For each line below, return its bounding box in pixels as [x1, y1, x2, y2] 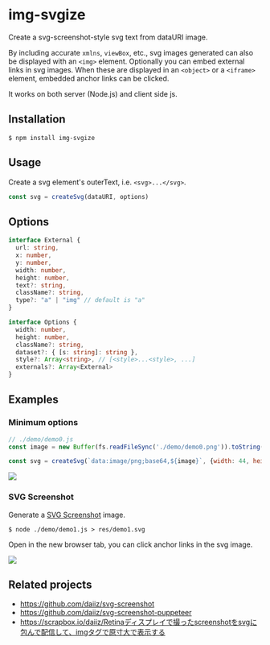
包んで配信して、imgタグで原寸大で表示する [19, 627, 166, 637]
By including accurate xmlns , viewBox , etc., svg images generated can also [8, 48, 254, 57]
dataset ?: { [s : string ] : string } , [15, 348, 138, 356]
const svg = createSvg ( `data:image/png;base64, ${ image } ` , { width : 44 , [8, 457, 250, 465]
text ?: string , [15, 281, 67, 289]
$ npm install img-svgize [8, 134, 95, 142]
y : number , [15, 258, 52, 267]
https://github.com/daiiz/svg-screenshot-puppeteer [19, 608, 192, 618]
